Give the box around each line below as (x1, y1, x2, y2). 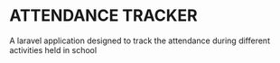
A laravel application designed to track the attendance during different (9, 35, 271, 46)
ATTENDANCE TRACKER (9, 5, 198, 26)
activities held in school (9, 44, 98, 55)
